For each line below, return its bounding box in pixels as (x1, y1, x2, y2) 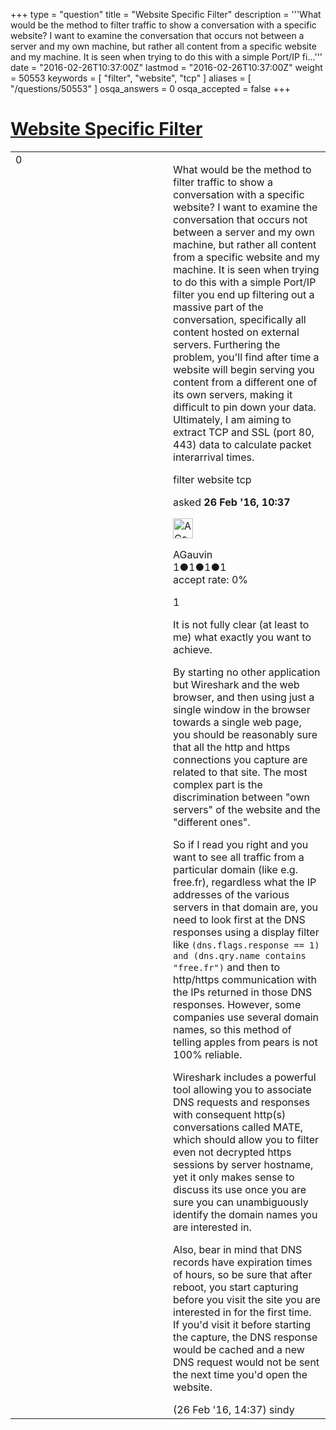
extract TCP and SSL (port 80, (173, 425, 315, 439)
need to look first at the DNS (173, 912, 306, 926)
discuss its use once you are (173, 1182, 307, 1196)
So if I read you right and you (173, 837, 309, 851)
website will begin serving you (173, 362, 315, 376)
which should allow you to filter (173, 1132, 320, 1146)
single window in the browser (173, 702, 311, 716)
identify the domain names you (173, 1207, 318, 1221)
